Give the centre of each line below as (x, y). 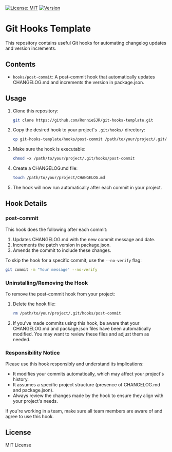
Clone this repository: (35, 111)
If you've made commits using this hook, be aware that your (76, 323)
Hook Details (26, 203)
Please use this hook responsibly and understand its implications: (74, 364)
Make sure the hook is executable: (49, 149)
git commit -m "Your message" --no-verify (51, 269)
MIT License (18, 445)
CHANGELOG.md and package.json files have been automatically (82, 328)
